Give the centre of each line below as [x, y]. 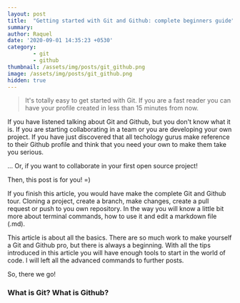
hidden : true [27, 80]
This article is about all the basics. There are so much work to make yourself [120, 238]
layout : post [27, 14]
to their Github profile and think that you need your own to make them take [117, 145]
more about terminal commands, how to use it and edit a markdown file [112, 216]
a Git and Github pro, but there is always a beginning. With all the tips [109, 245]
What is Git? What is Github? [58, 293]
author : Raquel [30, 34]
